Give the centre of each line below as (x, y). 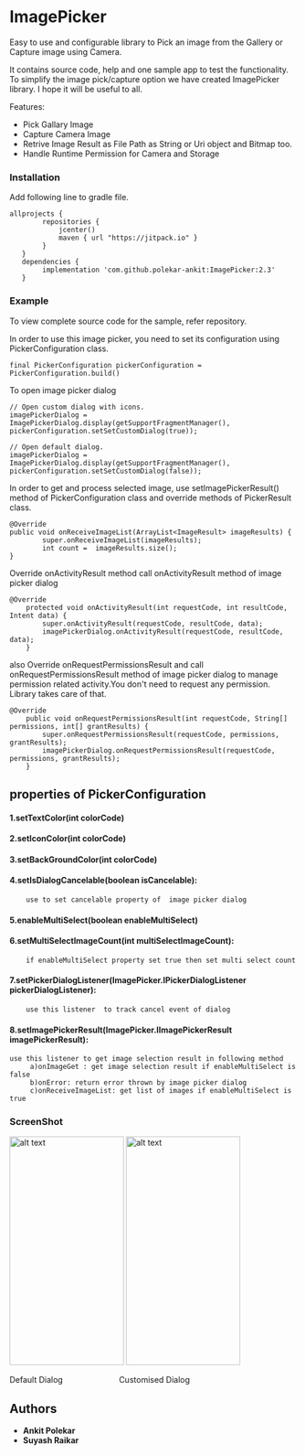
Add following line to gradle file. (69, 198)
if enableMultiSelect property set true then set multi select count (161, 960)
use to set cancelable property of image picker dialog (137, 899)
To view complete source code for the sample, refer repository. (128, 321)
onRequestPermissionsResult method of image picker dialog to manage (144, 674)
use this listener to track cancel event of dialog (128, 1009)
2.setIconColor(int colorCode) (68, 839)
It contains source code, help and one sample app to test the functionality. (149, 70)
